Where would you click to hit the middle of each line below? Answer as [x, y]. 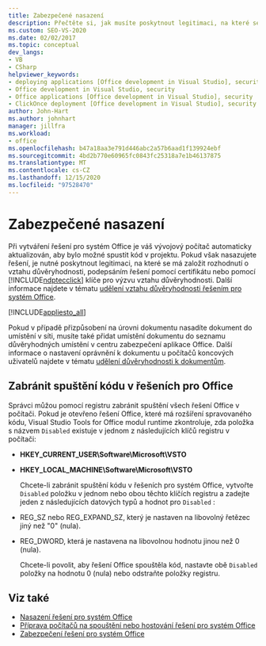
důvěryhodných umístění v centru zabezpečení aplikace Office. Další [120, 344]
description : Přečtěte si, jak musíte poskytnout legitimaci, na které [129, 23]
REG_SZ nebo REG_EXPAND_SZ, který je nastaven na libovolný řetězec [135, 517]
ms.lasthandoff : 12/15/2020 [55, 178]
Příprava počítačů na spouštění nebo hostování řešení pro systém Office [137, 625]
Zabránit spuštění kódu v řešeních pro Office [121, 386]
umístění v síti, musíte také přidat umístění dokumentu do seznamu [117, 336]
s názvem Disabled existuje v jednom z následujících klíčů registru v [119, 430]
